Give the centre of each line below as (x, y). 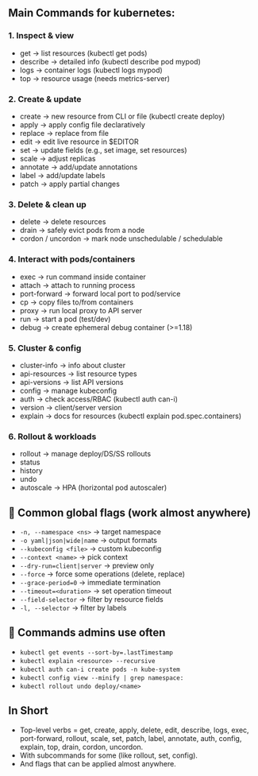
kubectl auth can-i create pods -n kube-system (100, 669)
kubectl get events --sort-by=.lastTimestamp (96, 652)
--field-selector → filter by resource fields (92, 599)
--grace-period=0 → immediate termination (90, 582)
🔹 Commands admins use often (87, 632)
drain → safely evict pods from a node (82, 231)
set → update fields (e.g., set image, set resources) (104, 149)
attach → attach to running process (77, 285)
